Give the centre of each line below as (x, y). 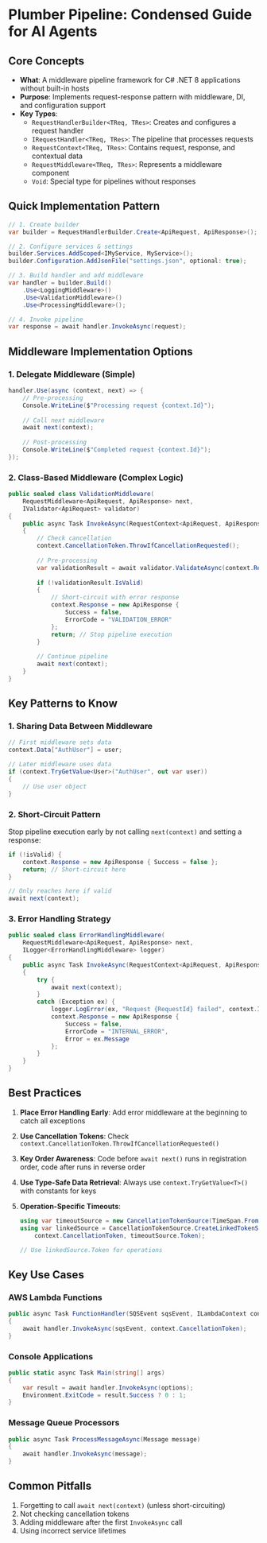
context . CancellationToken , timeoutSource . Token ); (120, 1235)
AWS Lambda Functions (56, 1297)
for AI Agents (53, 31)
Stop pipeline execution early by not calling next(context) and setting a (125, 832)
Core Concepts (46, 61)
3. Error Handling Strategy (60, 919)
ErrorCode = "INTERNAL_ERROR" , (117, 1031)
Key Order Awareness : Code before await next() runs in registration (133, 1158)
